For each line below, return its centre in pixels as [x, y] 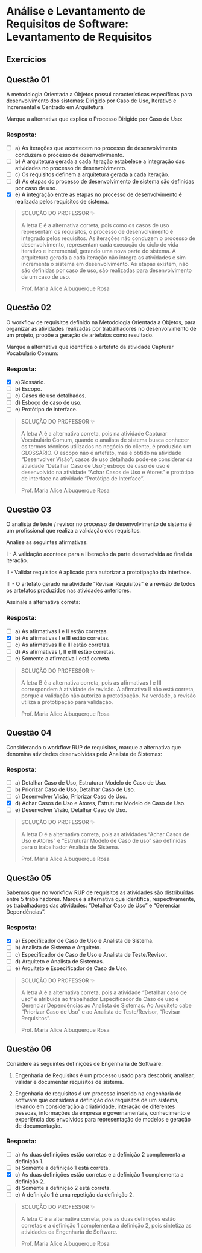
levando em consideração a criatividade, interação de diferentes [95, 1106]
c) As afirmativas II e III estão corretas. [63, 645]
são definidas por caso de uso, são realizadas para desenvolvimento [106, 270]
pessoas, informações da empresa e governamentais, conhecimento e [103, 1112]
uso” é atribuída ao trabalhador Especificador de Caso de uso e [100, 999]
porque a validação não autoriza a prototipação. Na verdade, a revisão [108, 696]
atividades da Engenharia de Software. [69, 1232]
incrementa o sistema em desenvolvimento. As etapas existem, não [105, 264]
